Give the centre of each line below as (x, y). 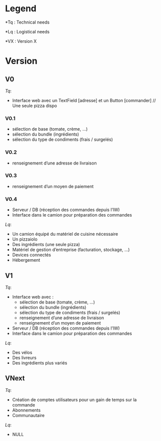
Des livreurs (24, 358)
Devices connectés (32, 255)
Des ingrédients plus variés (40, 363)
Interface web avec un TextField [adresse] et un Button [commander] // (84, 100)
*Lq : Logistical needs (27, 31)
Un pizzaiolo (25, 239)
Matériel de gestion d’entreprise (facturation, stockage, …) (71, 250)
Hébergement (26, 260)
